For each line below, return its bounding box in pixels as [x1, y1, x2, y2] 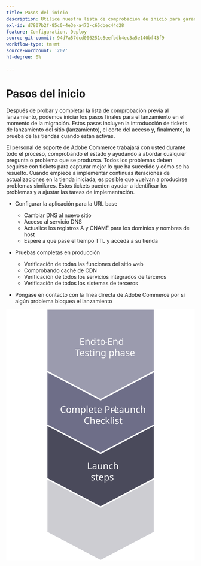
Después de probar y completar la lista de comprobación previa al [6, 107, 169, 114]
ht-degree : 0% [6, 54, 42, 60]
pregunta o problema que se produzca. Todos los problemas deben [6, 156, 172, 164]
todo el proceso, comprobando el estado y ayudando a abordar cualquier [6, 150, 187, 157]
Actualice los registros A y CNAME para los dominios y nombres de [23, 224, 190, 231]
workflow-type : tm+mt [6, 41, 60, 47]
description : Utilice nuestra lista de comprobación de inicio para [6, 16, 181, 22]
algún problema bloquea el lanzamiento [14, 297, 112, 305]
